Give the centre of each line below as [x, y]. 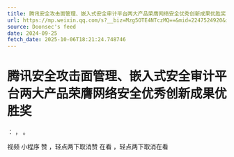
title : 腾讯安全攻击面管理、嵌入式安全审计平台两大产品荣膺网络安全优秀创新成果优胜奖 [117, 14]
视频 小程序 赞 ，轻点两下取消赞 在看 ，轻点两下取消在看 [88, 147]
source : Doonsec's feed [42, 27]
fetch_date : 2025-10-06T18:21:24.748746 [67, 40]
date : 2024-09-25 [32, 33]
